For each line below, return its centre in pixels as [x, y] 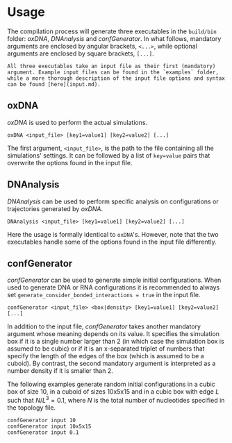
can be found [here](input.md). [54, 84]
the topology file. [32, 408]
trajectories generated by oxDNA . [55, 208]
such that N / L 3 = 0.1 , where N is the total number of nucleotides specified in [116, 400]
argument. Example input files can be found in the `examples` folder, [113, 72]
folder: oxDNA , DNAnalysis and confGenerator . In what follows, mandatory [114, 38]
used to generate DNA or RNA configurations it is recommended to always [114, 287]
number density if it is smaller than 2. [60, 371]
